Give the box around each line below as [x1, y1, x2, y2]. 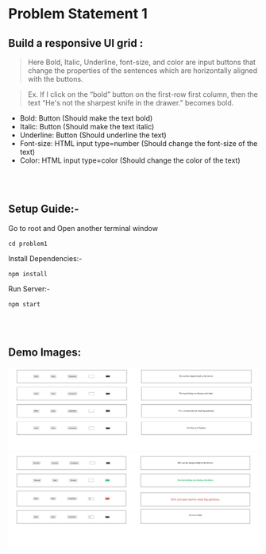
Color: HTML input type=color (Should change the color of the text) [19, 156, 241, 165]
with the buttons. [27, 75, 83, 83]
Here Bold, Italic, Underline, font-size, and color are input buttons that [27, 57, 256, 67]
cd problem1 [8, 240, 48, 248]
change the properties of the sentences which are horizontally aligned [27, 66, 258, 75]
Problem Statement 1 [8, 5, 148, 23]
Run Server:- [8, 283, 50, 294]
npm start [8, 300, 41, 308]
